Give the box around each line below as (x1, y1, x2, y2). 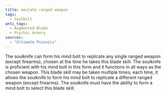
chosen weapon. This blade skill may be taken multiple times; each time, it (5, 69, 158, 75)
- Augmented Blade (9, 26, 48, 31)
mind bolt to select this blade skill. (5, 85, 75, 91)
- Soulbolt (9, 16, 32, 21)
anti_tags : (5, 21, 28, 26)
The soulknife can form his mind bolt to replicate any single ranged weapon (5, 53, 161, 59)
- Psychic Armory (9, 30, 46, 35)
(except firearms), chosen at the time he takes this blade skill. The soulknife (5, 58, 161, 65)
